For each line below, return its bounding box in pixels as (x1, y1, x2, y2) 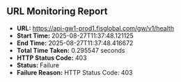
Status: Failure (16, 60, 60, 69)
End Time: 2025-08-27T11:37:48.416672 (16, 38, 134, 47)
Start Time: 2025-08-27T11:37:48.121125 (16, 31, 134, 40)
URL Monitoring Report (6, 6, 109, 17)
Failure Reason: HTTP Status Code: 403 (16, 68, 133, 76)
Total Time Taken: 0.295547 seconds (16, 46, 125, 54)
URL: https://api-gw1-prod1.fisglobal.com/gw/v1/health (16, 24, 175, 32)
